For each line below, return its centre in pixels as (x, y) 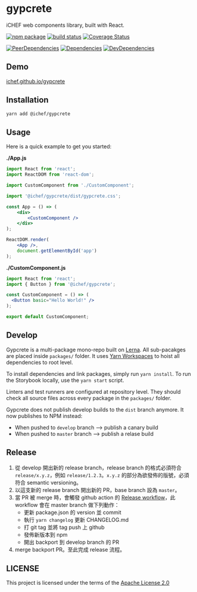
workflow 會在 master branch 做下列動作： (67, 504)
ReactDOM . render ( (28, 240)
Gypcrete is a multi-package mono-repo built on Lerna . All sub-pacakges (96, 350)
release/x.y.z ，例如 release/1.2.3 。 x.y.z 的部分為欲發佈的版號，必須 (102, 475)
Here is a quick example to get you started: (59, 147)
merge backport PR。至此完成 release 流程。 (70, 549)
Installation (27, 100)
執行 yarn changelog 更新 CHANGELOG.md (76, 519)
